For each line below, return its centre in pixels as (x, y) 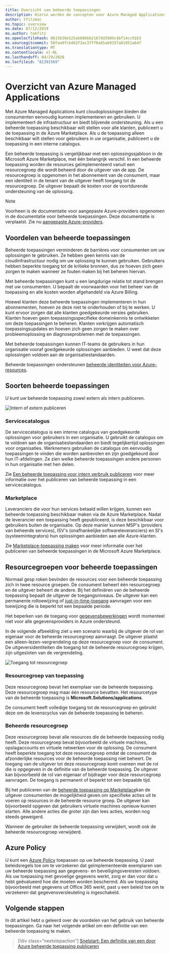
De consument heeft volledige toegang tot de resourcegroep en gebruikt (81, 707)
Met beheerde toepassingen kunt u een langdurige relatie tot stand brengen (84, 281)
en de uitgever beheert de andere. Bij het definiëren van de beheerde (77, 590)
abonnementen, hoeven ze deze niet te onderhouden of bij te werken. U (80, 307)
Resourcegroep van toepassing (45, 676)
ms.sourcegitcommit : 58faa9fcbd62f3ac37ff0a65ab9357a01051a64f (73, 43)
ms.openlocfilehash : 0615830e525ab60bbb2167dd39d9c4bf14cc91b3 (73, 39)
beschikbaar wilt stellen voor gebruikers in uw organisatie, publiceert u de (82, 139)
